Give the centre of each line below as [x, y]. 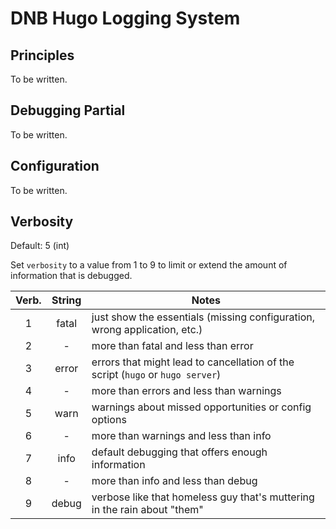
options [109, 420]
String [66, 300]
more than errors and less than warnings [186, 391]
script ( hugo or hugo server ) [156, 375]
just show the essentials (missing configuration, [203, 317]
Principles [42, 55]
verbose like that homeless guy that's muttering [203, 497]
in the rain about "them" [147, 510]
